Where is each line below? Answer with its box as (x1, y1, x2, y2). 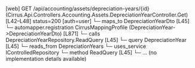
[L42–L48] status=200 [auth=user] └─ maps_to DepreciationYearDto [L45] (5, 18, 190, 24)
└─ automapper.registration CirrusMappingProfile (5, 24, 128, 31)
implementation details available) (5, 56, 87, 62)
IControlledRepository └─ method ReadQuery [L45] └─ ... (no (5, 49, 157, 56)
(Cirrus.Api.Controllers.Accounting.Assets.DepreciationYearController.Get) (5, 11, 188, 18)
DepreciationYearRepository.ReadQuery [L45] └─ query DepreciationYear (5, 37, 187, 43)
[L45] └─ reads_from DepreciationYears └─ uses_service (5, 43, 147, 50)
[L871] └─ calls (63, 30, 100, 37)
